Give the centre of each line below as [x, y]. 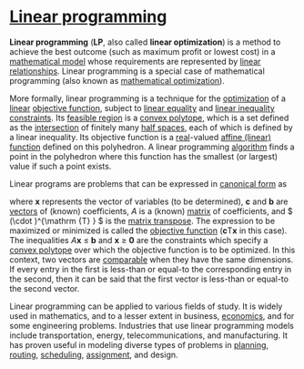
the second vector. [45, 288]
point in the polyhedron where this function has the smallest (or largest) [144, 156]
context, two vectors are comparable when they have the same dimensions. [152, 259]
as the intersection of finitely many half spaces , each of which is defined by [151, 127]
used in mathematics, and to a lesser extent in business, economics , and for [152, 315]
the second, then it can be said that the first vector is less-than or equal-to [149, 279]
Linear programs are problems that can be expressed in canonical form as [148, 183]
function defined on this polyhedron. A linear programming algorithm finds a [152, 147]
